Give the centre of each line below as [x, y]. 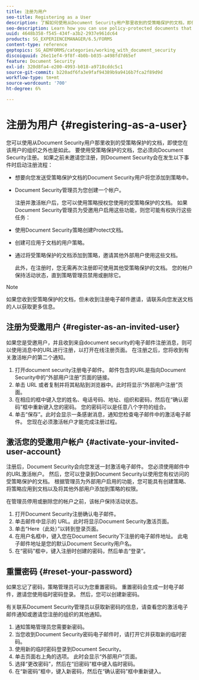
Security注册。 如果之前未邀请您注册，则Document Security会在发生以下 [95, 157]
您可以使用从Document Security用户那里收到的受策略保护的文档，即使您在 [97, 142]
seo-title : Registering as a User [49, 17]
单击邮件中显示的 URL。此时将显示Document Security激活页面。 [94, 521]
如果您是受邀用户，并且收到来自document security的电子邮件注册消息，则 [97, 342]
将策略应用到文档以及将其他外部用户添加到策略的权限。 [73, 489]
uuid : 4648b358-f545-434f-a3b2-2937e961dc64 [62, 34]
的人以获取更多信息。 [32, 306]
